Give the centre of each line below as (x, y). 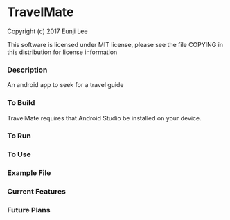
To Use (19, 154)
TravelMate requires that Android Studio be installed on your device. (105, 118)
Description (27, 70)
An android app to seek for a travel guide (65, 85)
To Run (19, 136)
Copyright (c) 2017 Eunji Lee (47, 31)
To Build (21, 103)
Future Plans (29, 210)
